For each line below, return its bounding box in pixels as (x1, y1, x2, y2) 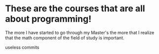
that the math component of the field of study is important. (5, 35, 124, 41)
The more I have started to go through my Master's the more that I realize (5, 29, 155, 35)
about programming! (5, 13, 92, 25)
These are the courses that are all (5, 3, 145, 14)
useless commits (5, 44, 40, 50)
